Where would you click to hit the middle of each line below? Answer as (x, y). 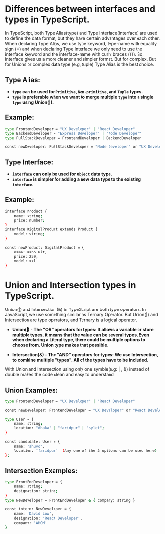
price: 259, (26, 256)
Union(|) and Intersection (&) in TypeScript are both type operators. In (76, 309)
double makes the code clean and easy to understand (60, 375)
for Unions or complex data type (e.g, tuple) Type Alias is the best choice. (80, 64)
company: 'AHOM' (31, 523)
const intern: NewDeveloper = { (38, 509)
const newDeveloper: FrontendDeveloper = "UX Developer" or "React (76, 410)
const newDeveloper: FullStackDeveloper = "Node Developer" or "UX (76, 147)
